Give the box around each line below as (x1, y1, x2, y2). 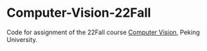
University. (6, 35, 38, 43)
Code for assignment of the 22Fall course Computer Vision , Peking (6, 28, 201, 36)
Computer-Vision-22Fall (6, 5, 152, 21)
